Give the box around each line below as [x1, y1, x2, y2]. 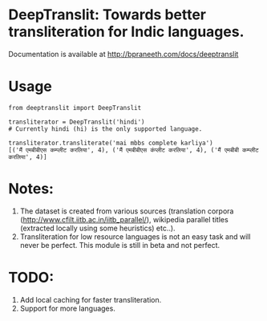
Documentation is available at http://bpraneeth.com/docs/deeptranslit [8, 49, 239, 59]
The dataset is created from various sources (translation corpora [19, 206, 234, 216]
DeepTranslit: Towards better [8, 6, 207, 24]
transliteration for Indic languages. [8, 22, 245, 41]
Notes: [8, 180, 55, 198]
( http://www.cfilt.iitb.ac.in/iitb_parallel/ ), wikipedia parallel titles [19, 214, 229, 224]
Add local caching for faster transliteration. [19, 295, 162, 304]
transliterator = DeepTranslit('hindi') [8, 118, 146, 126]
